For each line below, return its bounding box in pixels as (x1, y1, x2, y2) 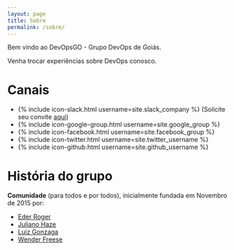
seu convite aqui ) (17, 113, 69, 121)
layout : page (7, 10, 46, 18)
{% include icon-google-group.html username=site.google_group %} (17, 120, 220, 129)
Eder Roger (17, 212, 51, 221)
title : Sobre (7, 17, 46, 24)
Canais (7, 82, 50, 98)
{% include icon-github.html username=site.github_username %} (17, 143, 209, 151)
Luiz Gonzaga (17, 228, 59, 237)
